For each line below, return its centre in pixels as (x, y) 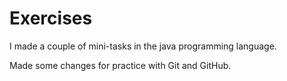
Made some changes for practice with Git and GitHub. (120, 65)
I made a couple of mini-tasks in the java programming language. (143, 46)
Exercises (51, 18)
